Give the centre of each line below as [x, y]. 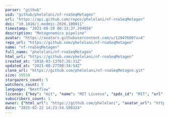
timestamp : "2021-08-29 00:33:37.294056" [49, 29]
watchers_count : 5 [24, 84]
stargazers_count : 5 [27, 80]
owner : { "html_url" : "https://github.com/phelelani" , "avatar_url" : [78, 103]
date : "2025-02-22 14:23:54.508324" [44, 108]
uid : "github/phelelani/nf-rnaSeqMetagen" [50, 15]
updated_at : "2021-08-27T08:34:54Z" [44, 66]
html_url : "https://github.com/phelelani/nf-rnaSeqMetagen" [70, 56]
